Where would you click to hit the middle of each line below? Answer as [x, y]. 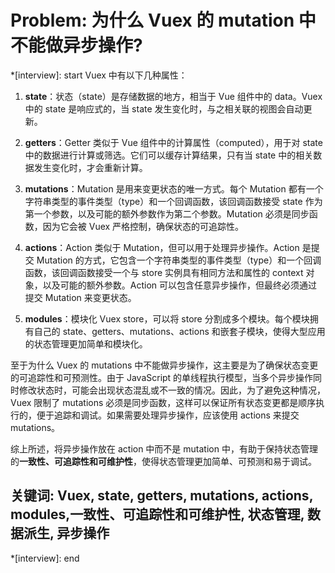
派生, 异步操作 [66, 533]
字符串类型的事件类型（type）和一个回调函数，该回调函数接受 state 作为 [173, 201]
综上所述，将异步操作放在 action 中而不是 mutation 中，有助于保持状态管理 [164, 448]
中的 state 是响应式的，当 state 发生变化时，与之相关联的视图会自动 [164, 108]
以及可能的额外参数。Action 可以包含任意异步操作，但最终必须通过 [180, 285]
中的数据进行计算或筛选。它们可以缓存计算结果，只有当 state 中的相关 [169, 155]
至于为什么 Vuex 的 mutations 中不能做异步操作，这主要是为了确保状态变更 [164, 365]
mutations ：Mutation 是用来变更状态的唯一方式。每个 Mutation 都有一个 [174, 188]
